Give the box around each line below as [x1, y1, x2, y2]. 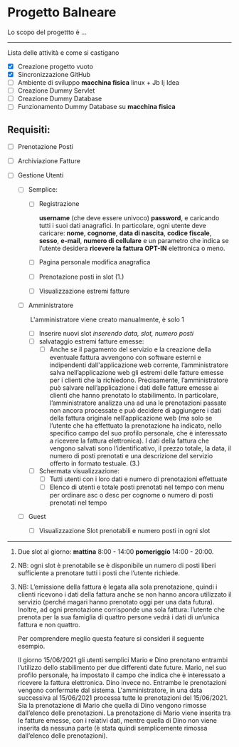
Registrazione [38, 200, 80, 208]
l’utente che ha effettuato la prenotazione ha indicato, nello [49, 421, 222, 430]
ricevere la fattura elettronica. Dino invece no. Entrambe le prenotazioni [17, 679, 227, 687]
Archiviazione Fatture [17, 157, 80, 165]
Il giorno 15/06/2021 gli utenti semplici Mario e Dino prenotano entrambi [17, 656, 228, 664]
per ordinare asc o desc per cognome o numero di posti [49, 491, 213, 500]
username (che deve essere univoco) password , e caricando [38, 214, 220, 222]
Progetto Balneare [7, 4, 117, 21]
